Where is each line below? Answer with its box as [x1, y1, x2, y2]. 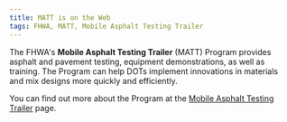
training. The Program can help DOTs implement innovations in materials [9, 65, 279, 77]
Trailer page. [9, 102, 57, 113]
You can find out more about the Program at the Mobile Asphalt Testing [9, 92, 274, 104]
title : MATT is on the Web [9, 13, 111, 23]
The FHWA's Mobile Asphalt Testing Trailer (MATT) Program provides [9, 46, 272, 57]
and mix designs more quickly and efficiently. [9, 75, 178, 86]
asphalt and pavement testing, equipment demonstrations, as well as [9, 56, 265, 67]
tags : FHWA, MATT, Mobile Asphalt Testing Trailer [9, 22, 204, 31]
